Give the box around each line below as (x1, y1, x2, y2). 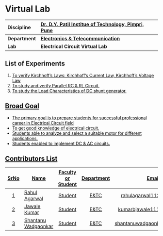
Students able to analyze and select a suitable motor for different (12, 130, 142, 136)
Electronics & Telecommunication (40, 35, 120, 42)
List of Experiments (5, 60, 65, 68)
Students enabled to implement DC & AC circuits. (12, 141, 110, 146)
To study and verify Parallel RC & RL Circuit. (12, 82, 100, 88)
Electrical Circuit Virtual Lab (40, 43, 107, 49)
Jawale (24, 203, 41, 210)
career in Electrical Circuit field (12, 120, 74, 126)
